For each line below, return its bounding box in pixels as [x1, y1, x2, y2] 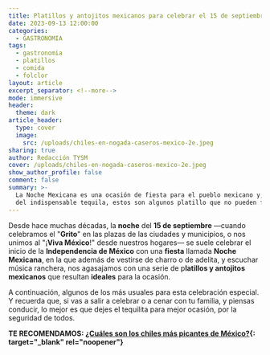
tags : [8, 42, 27, 50]
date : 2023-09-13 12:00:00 [8, 19, 99, 27]
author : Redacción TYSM [8, 153, 88, 161]
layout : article [8, 79, 63, 87]
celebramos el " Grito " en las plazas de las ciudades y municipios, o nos [8, 229, 247, 239]
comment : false [8, 176, 59, 185]
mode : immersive [8, 94, 63, 102]
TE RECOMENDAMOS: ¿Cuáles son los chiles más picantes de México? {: [8, 328, 256, 338]
